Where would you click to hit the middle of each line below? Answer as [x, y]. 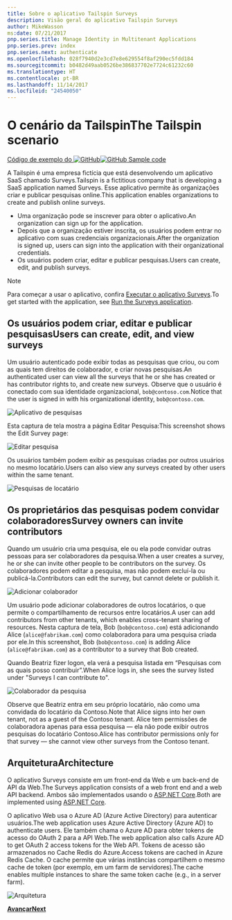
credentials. [34, 253]
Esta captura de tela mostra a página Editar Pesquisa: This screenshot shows [116, 426]
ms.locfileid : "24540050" [44, 91]
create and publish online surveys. [56, 203]
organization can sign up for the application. [80, 224]
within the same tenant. [41, 475]
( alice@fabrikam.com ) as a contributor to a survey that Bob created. [103, 649]
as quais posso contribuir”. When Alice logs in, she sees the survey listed [111, 670]
